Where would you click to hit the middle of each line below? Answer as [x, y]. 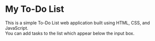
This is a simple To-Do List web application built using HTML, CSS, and [77, 23]
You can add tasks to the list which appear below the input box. [70, 33]
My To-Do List [35, 9]
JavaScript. [17, 28]
